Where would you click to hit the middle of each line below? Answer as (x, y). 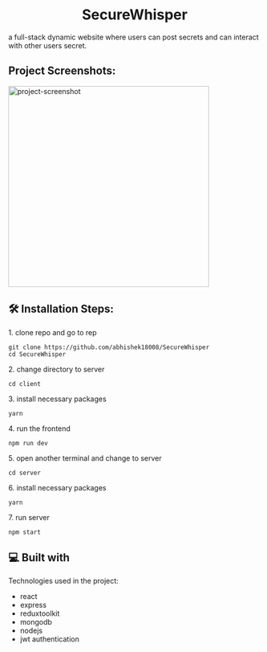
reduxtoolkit (40, 613)
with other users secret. (48, 45)
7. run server (29, 517)
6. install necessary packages (57, 487)
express (33, 605)
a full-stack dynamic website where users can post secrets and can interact (133, 37)
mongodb (36, 622)
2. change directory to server (57, 369)
